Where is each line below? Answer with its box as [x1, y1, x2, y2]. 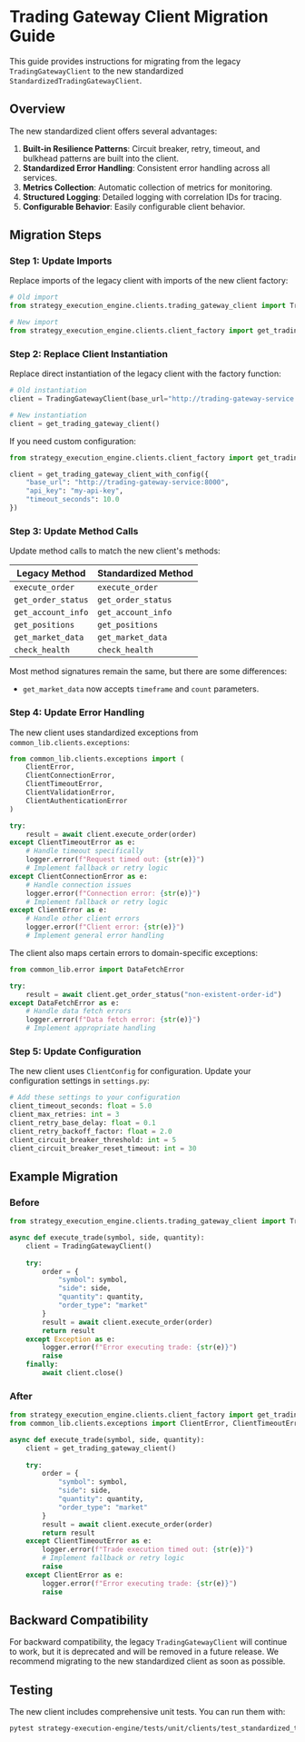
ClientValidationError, [25, 788, 116, 797]
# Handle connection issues [25, 880, 132, 890]
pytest [9, 1724, 34, 1733]
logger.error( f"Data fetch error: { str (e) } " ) [25, 1015, 202, 1024]
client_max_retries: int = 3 [9, 1110, 120, 1120]
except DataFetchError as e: [9, 998, 120, 1008]
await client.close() [42, 1369, 124, 1378]
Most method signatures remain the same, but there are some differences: [9, 666, 288, 677]
